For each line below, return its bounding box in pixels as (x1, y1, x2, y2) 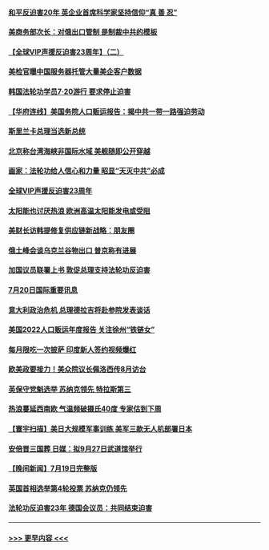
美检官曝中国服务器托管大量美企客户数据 (8, 67, 142, 76)
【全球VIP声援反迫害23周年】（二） (8, 47, 124, 56)
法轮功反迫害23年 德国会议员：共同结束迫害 (8, 503, 153, 513)
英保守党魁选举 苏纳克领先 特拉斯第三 (8, 384, 131, 394)
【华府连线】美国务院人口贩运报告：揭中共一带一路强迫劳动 (8, 107, 205, 116)
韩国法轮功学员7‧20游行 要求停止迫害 (8, 87, 131, 96)
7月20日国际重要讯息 (8, 285, 78, 294)
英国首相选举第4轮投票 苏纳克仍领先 (8, 483, 127, 493)
